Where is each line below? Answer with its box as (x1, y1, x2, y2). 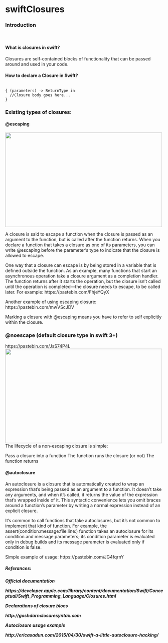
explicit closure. (5, 508, 38, 514)
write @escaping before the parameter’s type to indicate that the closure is (5, 247, 160, 253)
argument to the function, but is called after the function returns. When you (5, 237, 160, 243)
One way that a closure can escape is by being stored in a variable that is (5, 262, 156, 268)
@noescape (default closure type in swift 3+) (5, 331, 118, 338)
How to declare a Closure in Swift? (5, 73, 78, 79)
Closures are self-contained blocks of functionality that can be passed (5, 55, 151, 61)
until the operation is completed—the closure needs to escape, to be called (5, 283, 160, 290)
